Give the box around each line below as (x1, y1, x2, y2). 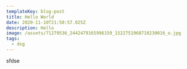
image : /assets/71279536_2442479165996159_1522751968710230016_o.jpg (6, 30, 182, 36)
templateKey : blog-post (6, 8, 65, 15)
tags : (6, 36, 20, 42)
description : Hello (6, 25, 54, 31)
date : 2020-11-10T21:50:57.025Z (6, 19, 86, 25)
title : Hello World (6, 14, 54, 20)
